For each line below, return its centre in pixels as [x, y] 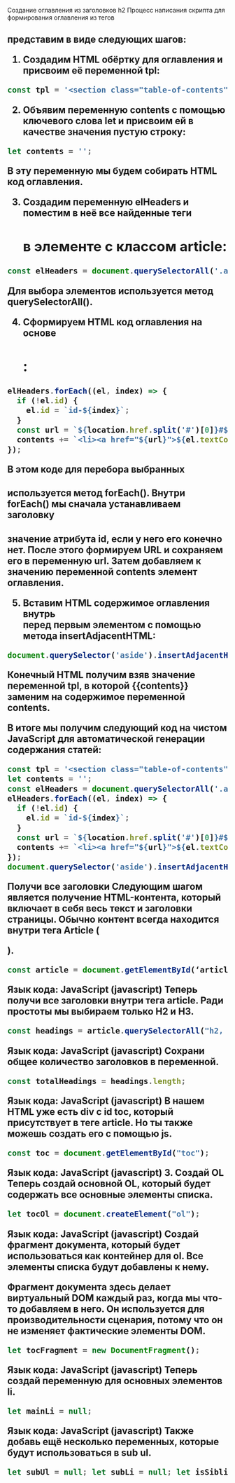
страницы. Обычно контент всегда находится [113, 920]
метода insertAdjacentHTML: [89, 636]
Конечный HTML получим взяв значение [101, 675]
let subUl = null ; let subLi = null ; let [99, 1472]
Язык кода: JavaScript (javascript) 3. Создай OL [116, 1173]
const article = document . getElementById [99, 970]
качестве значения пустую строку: [104, 131]
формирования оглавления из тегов [61, 18]
